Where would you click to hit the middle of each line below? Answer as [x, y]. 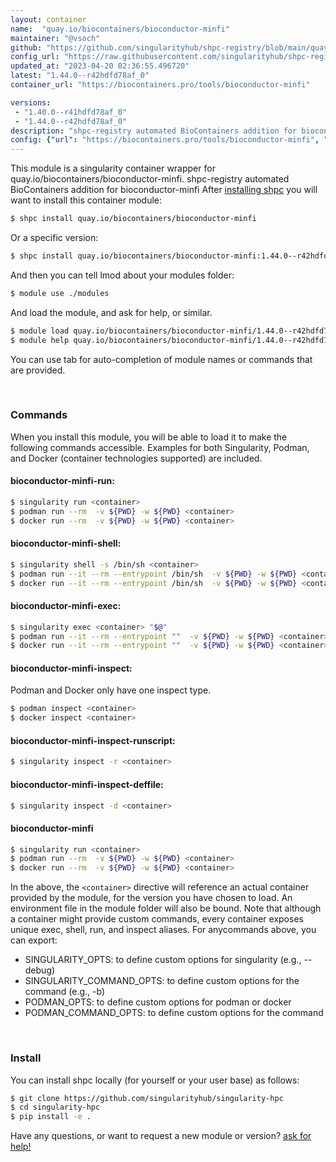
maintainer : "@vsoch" [55, 38]
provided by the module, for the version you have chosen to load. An [151, 898]
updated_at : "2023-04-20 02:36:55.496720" [100, 66]
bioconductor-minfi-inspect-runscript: [93, 740]
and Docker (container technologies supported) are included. [136, 458]
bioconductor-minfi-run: [62, 481]
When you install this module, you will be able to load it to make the [149, 437]
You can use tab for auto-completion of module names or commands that [161, 359]
